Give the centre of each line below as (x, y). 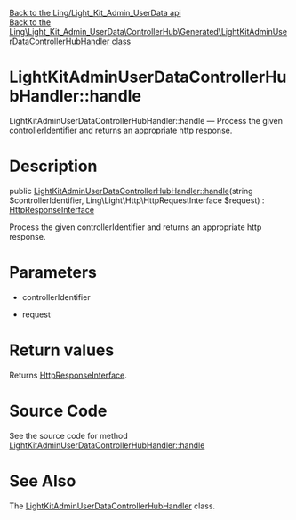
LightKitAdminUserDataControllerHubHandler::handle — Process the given (146, 120)
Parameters (53, 273)
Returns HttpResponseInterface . (68, 375)
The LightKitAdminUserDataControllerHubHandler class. (112, 506)
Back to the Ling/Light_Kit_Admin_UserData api (95, 13)
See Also (43, 481)
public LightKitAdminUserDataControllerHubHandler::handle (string (131, 191)
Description (53, 166)
